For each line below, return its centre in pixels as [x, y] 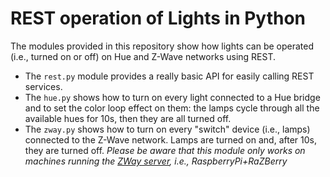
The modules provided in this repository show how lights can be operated [162, 46]
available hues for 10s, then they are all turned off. [128, 118]
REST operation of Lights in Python [158, 18]
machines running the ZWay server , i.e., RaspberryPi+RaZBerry [156, 161]
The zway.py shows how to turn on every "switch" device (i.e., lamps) [167, 129]
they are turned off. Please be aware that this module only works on [165, 150]
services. [43, 86]
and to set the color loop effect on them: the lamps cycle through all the [172, 108]
